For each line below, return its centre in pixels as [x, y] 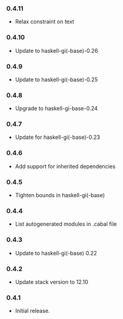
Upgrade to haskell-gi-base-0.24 [56, 109]
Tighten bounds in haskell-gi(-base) [60, 195]
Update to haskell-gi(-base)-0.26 [56, 50]
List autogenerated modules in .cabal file [66, 224]
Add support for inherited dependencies [65, 166]
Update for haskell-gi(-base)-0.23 [58, 137]
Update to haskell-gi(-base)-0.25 [56, 79]
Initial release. [32, 311]
